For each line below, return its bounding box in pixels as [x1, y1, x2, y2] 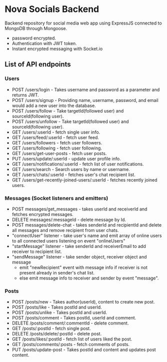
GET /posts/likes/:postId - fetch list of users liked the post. [11, 336, 132, 342]
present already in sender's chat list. [19, 269, 94, 275]
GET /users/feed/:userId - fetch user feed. [11, 134, 99, 140]
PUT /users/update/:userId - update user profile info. [11, 155, 121, 161]
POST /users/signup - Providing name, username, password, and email [11, 97, 158, 103]
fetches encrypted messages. [11, 211, 73, 217]
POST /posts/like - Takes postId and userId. [11, 304, 102, 310]
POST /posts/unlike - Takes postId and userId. [11, 309, 107, 315]
